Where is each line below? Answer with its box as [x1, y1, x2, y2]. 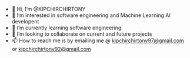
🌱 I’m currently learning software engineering [11, 24, 122, 31]
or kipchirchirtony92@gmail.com [11, 46, 91, 52]
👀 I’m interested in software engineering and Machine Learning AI [11, 12, 171, 19]
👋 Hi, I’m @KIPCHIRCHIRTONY [11, 6, 86, 12]
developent [11, 18, 39, 25]
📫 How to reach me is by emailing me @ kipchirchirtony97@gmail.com [11, 37, 184, 44]
